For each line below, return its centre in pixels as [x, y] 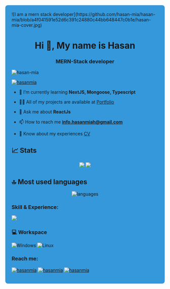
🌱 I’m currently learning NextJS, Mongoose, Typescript [77, 92]
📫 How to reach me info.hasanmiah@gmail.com [71, 122]
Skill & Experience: [35, 207]
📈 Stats [24, 150]
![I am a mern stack [32, 14]
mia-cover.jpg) [27, 25]
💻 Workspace [29, 232]
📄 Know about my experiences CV [55, 134]
